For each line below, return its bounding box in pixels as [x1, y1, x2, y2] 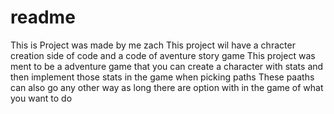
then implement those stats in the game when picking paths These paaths [10, 71, 315, 83]
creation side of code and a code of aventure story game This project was [10, 49, 316, 61]
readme [10, 6, 76, 29]
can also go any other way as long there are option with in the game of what [10, 81, 324, 93]
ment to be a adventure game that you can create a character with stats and [10, 60, 324, 72]
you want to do [10, 92, 73, 104]
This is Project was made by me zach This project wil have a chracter [10, 39, 296, 51]
